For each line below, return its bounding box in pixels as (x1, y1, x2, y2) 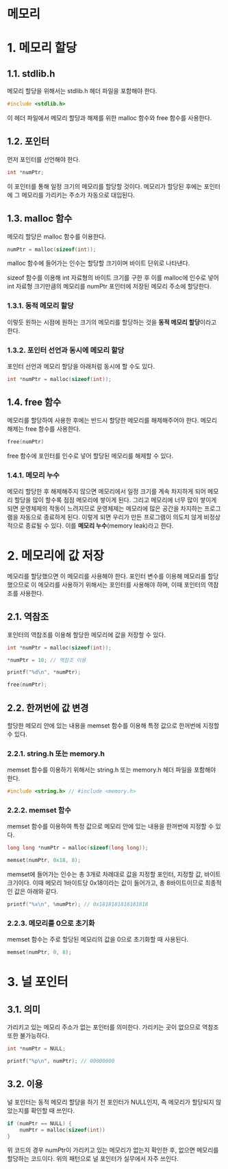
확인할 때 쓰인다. (30, 1106, 75, 1114)
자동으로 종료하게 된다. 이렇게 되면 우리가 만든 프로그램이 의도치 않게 (19, 513, 203, 521)
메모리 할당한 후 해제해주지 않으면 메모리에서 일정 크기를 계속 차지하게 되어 (7, 487, 207, 495)
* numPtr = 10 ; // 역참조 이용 (7, 656, 86, 663)
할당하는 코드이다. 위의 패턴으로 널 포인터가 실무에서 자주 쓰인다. (7, 1155, 179, 1163)
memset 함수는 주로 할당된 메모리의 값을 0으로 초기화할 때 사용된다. (7, 935, 189, 944)
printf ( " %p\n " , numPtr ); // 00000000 (7, 1058, 115, 1065)
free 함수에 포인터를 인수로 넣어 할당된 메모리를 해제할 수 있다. (7, 452, 174, 460)
